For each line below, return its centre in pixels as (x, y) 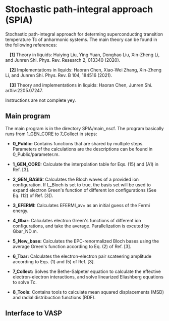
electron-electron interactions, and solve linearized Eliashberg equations (88, 276)
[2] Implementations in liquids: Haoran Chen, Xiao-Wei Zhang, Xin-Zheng (86, 70)
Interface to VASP (34, 313)
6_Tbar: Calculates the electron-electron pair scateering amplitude (82, 256)
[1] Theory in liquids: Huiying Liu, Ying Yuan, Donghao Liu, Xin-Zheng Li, (85, 55)
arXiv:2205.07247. (24, 90)
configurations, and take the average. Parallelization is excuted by (81, 226)
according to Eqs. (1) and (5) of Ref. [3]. (53, 261)
